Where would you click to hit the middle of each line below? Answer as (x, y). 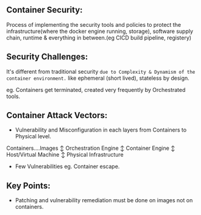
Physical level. (33, 136)
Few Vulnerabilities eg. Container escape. (67, 166)
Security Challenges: (47, 57)
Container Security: (45, 10)
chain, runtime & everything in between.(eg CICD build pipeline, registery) (99, 37)
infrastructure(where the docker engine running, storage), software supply (100, 31)
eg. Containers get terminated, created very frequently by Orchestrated (96, 90)
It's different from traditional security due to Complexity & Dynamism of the (101, 71)
